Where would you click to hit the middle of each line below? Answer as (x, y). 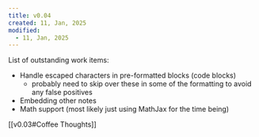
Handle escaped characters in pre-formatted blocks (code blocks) (128, 75)
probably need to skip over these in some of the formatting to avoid (141, 84)
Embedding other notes (58, 101)
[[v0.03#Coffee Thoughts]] (52, 124)
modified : (25, 30)
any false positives (62, 93)
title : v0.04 (30, 15)
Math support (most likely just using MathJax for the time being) (124, 109)
